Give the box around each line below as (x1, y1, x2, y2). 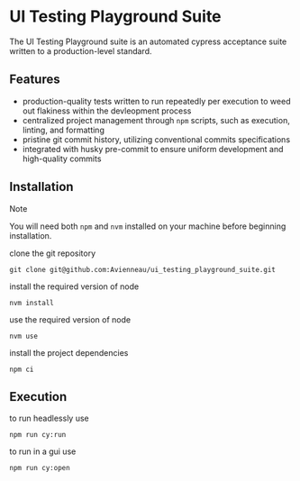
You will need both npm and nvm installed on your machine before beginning (9, 221, 286, 231)
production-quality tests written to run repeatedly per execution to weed (22, 95, 291, 106)
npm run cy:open (9, 464, 70, 473)
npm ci (9, 365, 34, 374)
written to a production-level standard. (9, 45, 152, 56)
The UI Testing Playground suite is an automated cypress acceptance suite (9, 36, 287, 47)
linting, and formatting (22, 124, 105, 135)
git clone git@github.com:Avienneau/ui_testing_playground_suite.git (9, 265, 277, 274)
